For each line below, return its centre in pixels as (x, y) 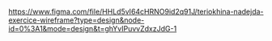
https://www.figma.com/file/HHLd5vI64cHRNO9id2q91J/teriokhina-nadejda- (136, 12)
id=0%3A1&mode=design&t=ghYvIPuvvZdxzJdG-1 (93, 29)
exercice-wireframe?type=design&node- (76, 20)
